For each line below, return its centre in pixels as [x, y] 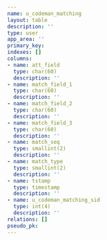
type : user [23, 33]
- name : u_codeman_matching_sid [53, 200]
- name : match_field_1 [40, 84]
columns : [20, 59]
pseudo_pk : [23, 225]
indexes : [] [24, 53]
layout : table [28, 20]
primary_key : [26, 46]
